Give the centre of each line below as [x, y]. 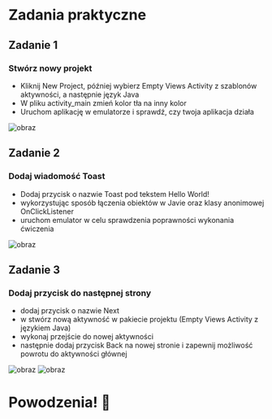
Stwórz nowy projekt [50, 68]
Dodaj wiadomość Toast [57, 177]
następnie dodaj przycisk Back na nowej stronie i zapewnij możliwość [136, 345]
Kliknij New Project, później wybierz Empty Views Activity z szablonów [138, 85]
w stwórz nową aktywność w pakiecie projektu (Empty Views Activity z [139, 320]
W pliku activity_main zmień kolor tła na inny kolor [103, 103]
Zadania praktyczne [78, 15]
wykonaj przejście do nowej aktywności [87, 337]
